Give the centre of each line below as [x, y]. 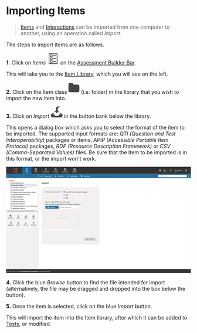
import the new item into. [36, 98]
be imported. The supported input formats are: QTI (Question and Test [91, 134]
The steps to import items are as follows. [55, 45]
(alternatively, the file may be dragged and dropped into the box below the [96, 288]
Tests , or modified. [29, 324]
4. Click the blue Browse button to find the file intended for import [86, 282]
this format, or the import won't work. [51, 158]
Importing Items [46, 11]
